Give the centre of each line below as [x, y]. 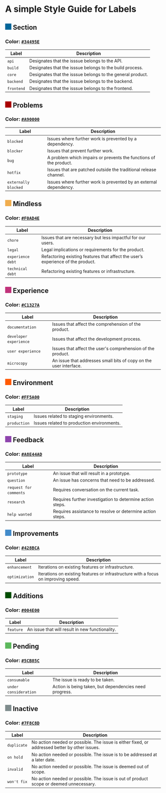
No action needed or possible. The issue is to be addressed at [94, 754]
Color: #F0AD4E [22, 218]
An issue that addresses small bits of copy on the [102, 360]
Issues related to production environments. [77, 423]
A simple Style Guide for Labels [71, 9]
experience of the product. [68, 262]
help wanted [20, 514]
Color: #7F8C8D [22, 723]
